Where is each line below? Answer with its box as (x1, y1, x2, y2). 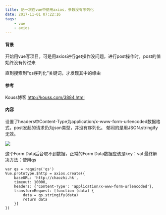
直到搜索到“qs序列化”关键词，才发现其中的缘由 (5, 70, 101, 76)
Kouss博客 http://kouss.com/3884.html (5, 94, 85, 100)
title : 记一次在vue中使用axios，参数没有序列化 (5, 7, 94, 12)
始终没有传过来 (5, 60, 36, 66)
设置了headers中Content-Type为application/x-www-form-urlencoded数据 (5, 118, 156, 124)
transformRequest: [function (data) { (14, 188, 94, 193)
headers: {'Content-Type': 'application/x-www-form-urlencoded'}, (14, 184, 154, 189)
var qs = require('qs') (5, 167, 55, 172)
